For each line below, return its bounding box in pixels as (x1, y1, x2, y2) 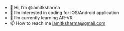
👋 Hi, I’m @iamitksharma (9, 5, 60, 10)
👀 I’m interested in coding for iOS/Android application (9, 10, 120, 15)
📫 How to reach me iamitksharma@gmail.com (9, 20, 106, 26)
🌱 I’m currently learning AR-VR (9, 15, 73, 20)
